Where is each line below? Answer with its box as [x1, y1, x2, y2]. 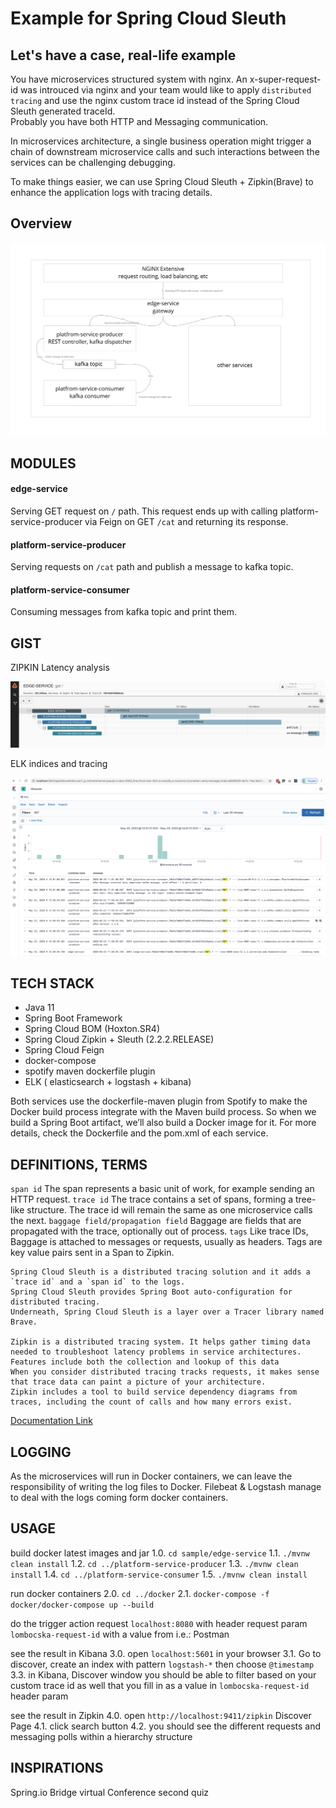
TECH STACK [10, 975, 95, 992]
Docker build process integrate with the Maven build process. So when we [10, 1106, 317, 1118]
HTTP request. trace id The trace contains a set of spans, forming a [10, 1193, 294, 1206]
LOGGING [10, 1443, 72, 1461]
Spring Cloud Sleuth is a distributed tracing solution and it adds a [10, 1267, 311, 1277]
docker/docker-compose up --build [10, 1600, 155, 1610]
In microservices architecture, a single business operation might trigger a [10, 135, 312, 147]
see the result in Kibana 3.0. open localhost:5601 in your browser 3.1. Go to [10, 1647, 322, 1659]
